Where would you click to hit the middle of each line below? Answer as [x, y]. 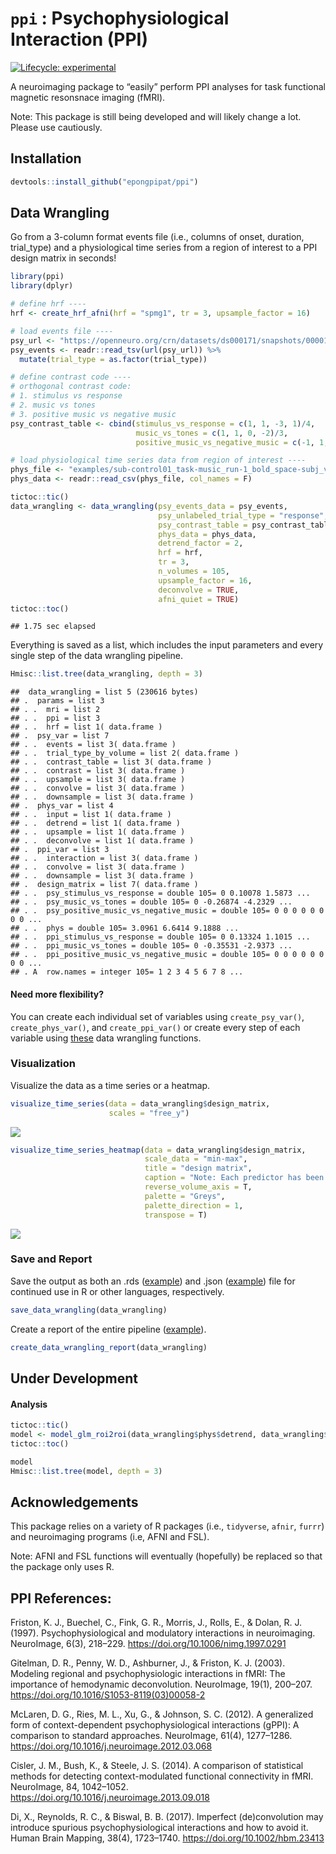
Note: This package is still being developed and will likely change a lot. [156, 116]
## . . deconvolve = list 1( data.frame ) [102, 841]
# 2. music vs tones [53, 405]
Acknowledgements [74, 1502]
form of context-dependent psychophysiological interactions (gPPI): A [155, 1725]
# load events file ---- [62, 331]
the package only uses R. [62, 1567]
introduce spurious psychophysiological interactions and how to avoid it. [159, 1828]
